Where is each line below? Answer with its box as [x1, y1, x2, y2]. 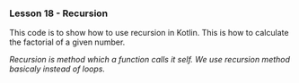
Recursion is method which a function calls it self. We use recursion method [9, 54, 290, 65]
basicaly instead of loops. [9, 63, 106, 74]
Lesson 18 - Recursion [9, 7, 109, 20]
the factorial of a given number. [9, 37, 126, 47]
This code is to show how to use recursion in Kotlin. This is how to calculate [9, 28, 289, 38]
